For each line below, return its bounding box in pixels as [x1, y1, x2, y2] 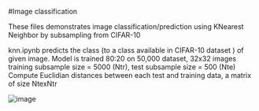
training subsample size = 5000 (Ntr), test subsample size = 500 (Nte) [8, 62, 236, 72]
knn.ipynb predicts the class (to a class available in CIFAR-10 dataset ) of [8, 46, 244, 54]
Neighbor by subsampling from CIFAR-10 [8, 31, 141, 39]
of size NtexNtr [8, 79, 57, 88]
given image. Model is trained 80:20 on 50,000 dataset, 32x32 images [8, 54, 237, 63]
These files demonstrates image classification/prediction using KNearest [8, 22, 244, 31]
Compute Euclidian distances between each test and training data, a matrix [8, 71, 252, 80]
